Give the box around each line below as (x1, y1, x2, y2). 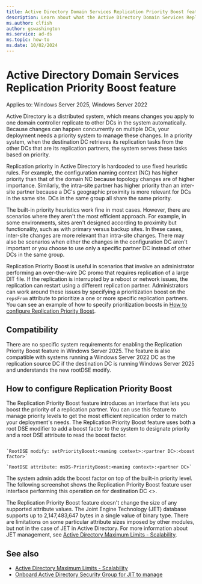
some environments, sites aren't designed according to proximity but (6, 219, 177, 226)
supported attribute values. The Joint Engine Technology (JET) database (6, 506, 186, 513)
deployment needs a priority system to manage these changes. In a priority (6, 132, 192, 139)
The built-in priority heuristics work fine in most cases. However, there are (6, 206, 191, 214)
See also (6, 549, 39, 559)
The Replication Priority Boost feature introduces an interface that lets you (6, 399, 191, 407)
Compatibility (6, 325, 58, 335)
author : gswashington (6, 25, 61, 32)
